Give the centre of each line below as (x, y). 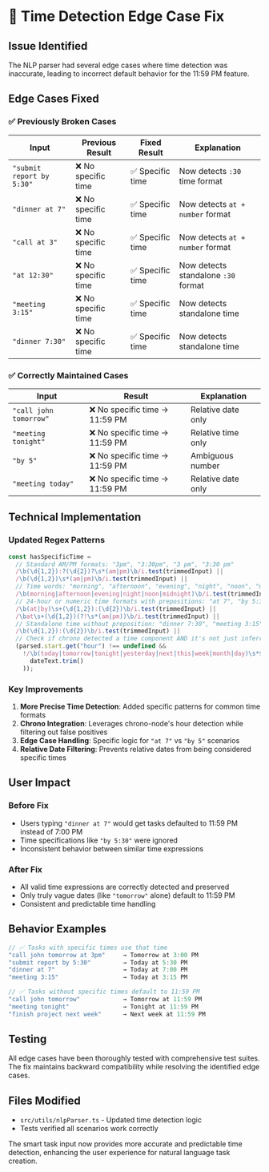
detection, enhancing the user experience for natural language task (119, 1153)
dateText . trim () (56, 661)
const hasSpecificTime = (50, 556)
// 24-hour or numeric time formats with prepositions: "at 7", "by (132, 601)
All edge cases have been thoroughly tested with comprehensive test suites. (134, 1058)
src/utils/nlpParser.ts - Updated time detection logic (111, 1120)
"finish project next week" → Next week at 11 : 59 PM (107, 1014)
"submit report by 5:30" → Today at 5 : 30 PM (98, 962)
